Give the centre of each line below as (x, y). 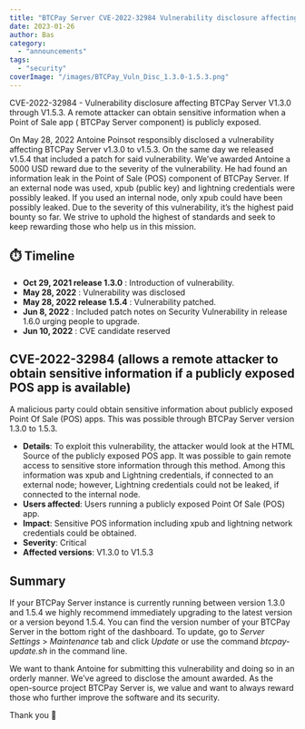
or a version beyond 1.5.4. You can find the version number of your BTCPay (150, 622)
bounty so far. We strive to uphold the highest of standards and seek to (143, 217)
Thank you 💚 (33, 715)
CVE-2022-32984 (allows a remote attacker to (144, 359)
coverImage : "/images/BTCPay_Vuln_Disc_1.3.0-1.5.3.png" (119, 77)
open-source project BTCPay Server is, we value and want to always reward (152, 688)
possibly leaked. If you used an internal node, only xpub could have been (146, 197)
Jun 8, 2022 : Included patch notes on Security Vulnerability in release (155, 311)
